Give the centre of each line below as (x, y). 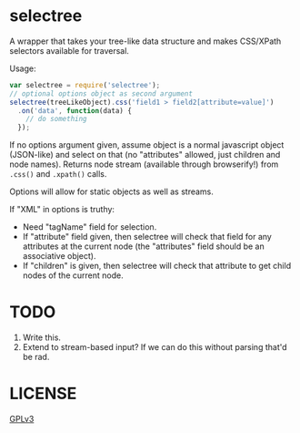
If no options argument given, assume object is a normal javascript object (147, 145)
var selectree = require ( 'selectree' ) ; (85, 85)
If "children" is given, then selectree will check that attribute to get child (157, 266)
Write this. (42, 337)
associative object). (59, 256)
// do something (57, 119)
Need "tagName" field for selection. (90, 227)
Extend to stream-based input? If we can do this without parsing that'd (155, 347)
